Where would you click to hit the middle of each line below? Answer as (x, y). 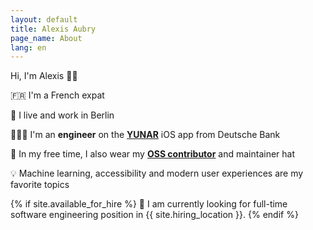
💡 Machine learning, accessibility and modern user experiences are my (157, 173)
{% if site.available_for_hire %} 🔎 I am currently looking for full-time (149, 204)
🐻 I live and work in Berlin (62, 115)
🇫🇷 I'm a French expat (57, 95)
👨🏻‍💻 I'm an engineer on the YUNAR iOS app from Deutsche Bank (145, 135)
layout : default (44, 19)
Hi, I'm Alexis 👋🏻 (44, 76)
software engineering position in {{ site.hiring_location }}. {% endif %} (154, 215)
